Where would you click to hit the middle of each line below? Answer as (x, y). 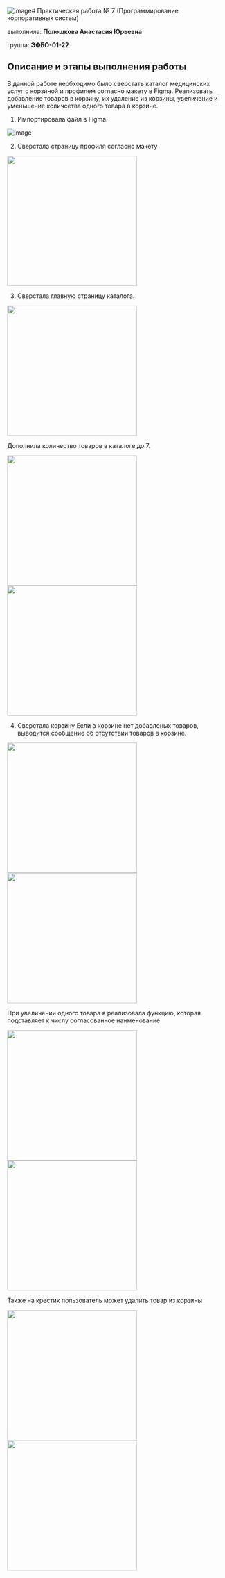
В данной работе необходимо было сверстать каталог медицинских (109, 83)
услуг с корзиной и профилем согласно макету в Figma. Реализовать (110, 91)
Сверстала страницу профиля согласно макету (87, 146)
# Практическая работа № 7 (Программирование (105, 11)
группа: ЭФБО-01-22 (38, 45)
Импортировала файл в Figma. (63, 119)
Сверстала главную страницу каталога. (76, 296)
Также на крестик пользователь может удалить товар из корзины (105, 1300)
